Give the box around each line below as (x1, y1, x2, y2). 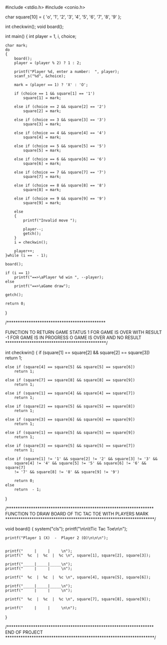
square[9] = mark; (23, 200, 61, 205)
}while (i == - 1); (5, 253, 48, 258)
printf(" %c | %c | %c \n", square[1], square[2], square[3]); (5, 553, 151, 558)
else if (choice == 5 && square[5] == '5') (14, 143, 106, 148)
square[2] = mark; (23, 108, 61, 113)
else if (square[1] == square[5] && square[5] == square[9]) (5, 430, 135, 435)
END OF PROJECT (5, 629, 43, 635)
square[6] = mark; (23, 161, 61, 166)
